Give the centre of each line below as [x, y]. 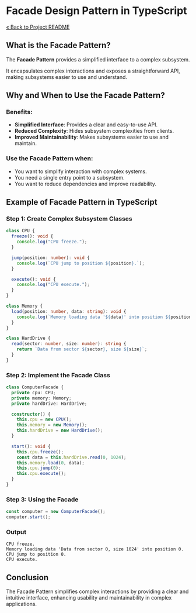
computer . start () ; [28, 517]
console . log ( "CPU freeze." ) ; [52, 242]
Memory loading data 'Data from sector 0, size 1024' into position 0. [95, 549]
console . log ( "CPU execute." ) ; [53, 285]
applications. [21, 604]
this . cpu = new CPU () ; [44, 419]
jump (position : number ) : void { [51, 258]
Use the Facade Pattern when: [50, 159]
